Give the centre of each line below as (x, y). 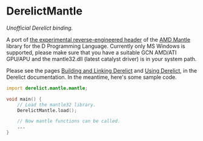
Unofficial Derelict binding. (40, 28)
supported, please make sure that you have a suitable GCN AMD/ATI (92, 52)
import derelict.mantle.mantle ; (47, 88)
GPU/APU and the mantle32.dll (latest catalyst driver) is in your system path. (101, 59)
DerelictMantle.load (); (47, 110)
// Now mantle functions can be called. (69, 121)
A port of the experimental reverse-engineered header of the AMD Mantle (98, 39)
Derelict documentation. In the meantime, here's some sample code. (92, 77)
